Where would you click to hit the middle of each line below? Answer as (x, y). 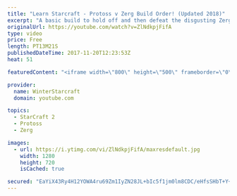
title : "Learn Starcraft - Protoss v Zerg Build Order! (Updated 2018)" (116, 14)
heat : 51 (20, 60)
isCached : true (42, 169)
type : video (25, 33)
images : (19, 143)
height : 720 (37, 162)
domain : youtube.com (44, 98)
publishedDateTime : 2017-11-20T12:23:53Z (69, 53)
